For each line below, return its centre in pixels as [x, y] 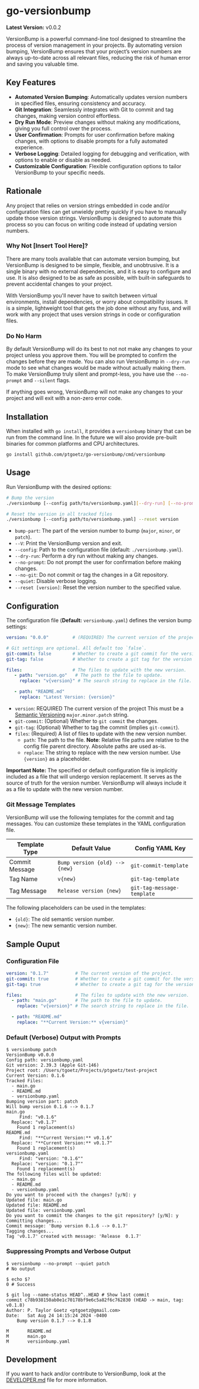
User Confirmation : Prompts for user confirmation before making [94, 135]
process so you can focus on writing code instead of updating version [92, 224]
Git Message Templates [41, 804]
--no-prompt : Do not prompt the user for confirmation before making [98, 562]
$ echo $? [18, 1279]
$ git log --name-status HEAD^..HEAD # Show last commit [78, 1295]
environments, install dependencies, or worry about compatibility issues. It [97, 302]
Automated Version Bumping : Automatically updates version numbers [101, 97]
